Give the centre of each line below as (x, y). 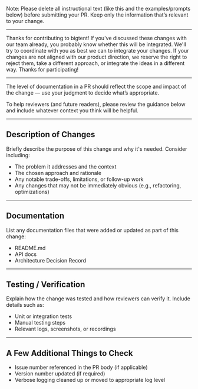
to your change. (25, 21)
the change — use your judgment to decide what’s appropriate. (83, 93)
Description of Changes (51, 134)
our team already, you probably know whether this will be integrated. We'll (96, 44)
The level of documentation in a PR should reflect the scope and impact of (96, 86)
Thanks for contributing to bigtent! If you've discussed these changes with (97, 38)
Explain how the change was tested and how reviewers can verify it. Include (98, 299)
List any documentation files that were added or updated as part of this (92, 230)
